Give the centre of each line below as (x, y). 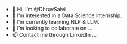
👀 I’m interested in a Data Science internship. (67, 15)
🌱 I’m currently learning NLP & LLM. (55, 22)
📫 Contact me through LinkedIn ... (54, 35)
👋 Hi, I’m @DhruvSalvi (38, 9)
